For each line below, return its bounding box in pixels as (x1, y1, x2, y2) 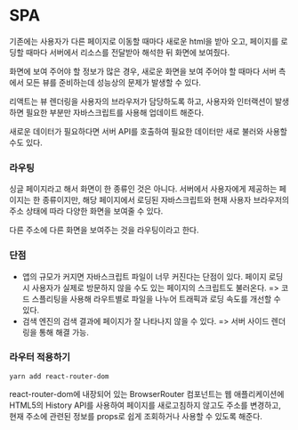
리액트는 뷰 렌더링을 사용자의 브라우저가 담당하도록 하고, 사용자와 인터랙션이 (9, 95, 273, 107)
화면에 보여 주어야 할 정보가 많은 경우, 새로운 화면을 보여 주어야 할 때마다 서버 (9, 66, 278, 77)
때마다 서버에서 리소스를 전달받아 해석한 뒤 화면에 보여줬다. (25, 46, 230, 58)
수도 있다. (9, 137, 43, 148)
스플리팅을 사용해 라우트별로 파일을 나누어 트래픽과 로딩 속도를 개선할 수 (31, 293, 282, 304)
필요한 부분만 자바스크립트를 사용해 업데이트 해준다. (25, 107, 205, 118)
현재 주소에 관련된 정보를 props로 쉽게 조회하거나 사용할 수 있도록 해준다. (9, 410, 262, 421)
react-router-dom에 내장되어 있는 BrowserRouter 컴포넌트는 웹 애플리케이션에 (9, 388, 285, 399)
